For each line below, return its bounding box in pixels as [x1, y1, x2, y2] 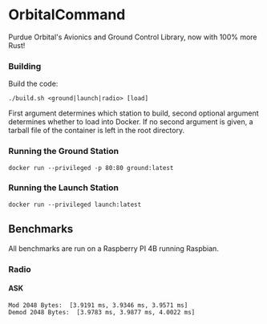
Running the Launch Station [8, 182, 119, 193]
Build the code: [8, 79, 59, 89]
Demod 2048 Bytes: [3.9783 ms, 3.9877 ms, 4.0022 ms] [8, 308, 196, 316]
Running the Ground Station [8, 146, 119, 157]
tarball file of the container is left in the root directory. [8, 126, 185, 136]
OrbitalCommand [8, 6, 126, 24]
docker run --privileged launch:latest [8, 200, 142, 209]
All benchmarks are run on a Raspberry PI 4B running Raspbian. [8, 243, 219, 253]
